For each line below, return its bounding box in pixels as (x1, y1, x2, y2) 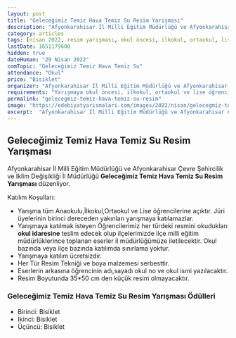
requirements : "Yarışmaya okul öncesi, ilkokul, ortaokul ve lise (7, 89, 206, 96)
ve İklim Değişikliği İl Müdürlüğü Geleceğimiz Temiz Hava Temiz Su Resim (7, 172, 223, 180)
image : (7, 102, 27, 109)
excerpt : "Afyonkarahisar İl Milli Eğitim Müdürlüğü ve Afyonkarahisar (7, 108, 225, 115)
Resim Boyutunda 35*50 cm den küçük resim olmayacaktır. (17, 274, 190, 282)
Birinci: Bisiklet (17, 307, 60, 315)
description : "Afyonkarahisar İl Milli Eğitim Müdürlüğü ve (7, 23, 188, 30)
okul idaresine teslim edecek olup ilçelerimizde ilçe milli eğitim (17, 229, 199, 237)
